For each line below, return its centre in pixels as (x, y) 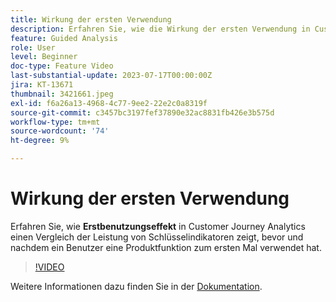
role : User (33, 47)
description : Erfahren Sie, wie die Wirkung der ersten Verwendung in (160, 29)
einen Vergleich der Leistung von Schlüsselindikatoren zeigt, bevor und (157, 237)
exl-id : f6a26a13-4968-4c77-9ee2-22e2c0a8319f (109, 103)
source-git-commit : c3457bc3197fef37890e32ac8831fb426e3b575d (142, 112)
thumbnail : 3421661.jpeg (62, 94)
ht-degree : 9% (40, 141)
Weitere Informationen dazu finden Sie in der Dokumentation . (136, 286)
